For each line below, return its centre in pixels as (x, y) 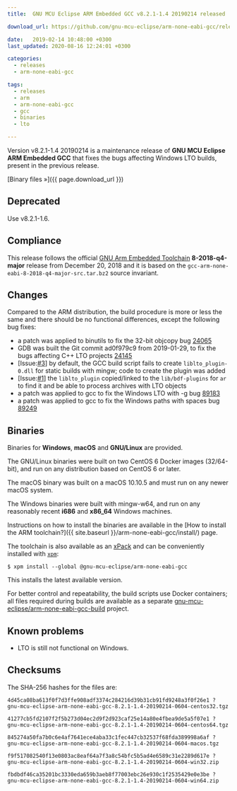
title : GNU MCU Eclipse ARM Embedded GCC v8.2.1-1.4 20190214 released (116, 14)
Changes (28, 295)
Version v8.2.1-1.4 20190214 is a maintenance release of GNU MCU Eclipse (116, 150)
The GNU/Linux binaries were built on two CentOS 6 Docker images (106, 461)
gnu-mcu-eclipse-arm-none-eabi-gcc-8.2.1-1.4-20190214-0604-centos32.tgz (118, 706)
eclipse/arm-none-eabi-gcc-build (56, 608)
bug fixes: (22, 327)
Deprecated (34, 201)
